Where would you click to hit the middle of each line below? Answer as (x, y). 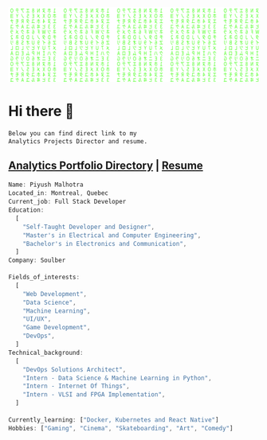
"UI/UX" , (37, 319)
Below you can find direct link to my (73, 133)
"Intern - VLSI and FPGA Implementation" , (94, 395)
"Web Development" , (55, 294)
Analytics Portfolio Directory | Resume (106, 165)
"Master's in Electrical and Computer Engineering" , (112, 235)
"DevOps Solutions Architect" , (75, 369)
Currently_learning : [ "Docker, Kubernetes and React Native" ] (114, 420)
